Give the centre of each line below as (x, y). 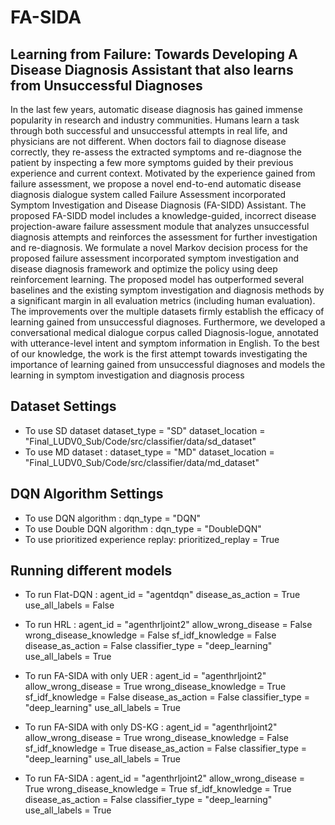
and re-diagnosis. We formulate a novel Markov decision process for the (159, 247)
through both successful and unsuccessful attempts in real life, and (149, 130)
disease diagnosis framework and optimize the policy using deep (144, 269)
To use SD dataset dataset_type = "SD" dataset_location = (145, 430)
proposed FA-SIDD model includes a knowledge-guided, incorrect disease (163, 215)
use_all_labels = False (69, 605)
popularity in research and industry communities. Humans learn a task (155, 120)
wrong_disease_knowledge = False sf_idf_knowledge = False (150, 635)
